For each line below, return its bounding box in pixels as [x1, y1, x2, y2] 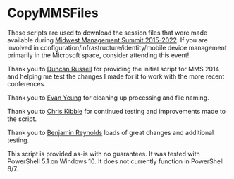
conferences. [7, 79, 46, 88]
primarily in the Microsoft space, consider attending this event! [7, 51, 190, 59]
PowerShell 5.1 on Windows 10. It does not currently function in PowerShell [7, 157, 224, 166]
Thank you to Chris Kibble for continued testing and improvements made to [7, 107, 226, 115]
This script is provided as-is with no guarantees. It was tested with [7, 149, 201, 158]
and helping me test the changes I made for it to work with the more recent [7, 72, 225, 81]
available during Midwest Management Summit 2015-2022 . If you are [7, 35, 208, 44]
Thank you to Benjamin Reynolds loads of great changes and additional [7, 128, 214, 137]
